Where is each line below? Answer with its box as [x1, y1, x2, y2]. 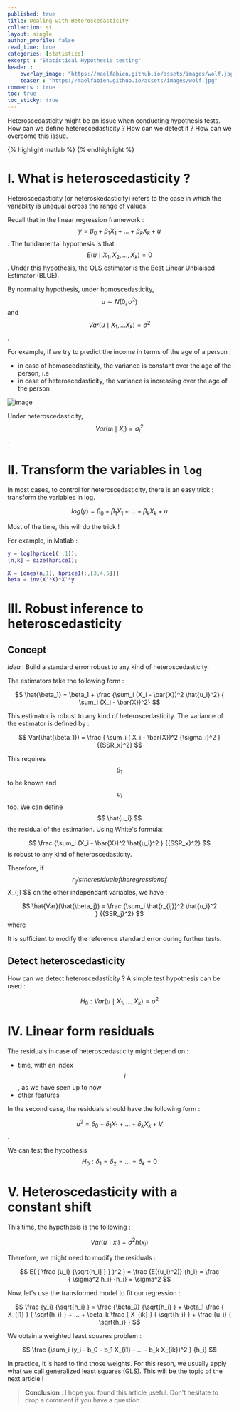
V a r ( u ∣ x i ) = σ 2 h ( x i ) [90, 1237, 149, 1248]
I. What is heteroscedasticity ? [7, 171, 191, 186]
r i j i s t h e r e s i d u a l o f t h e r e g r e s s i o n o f [72, 875, 167, 885]
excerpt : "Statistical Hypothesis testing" [7, 57, 142, 64]
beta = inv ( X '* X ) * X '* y [7, 576, 75, 583]
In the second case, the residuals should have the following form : [7, 1104, 201, 1113]
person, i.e [17, 368, 50, 377]
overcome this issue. [7, 131, 68, 140]
